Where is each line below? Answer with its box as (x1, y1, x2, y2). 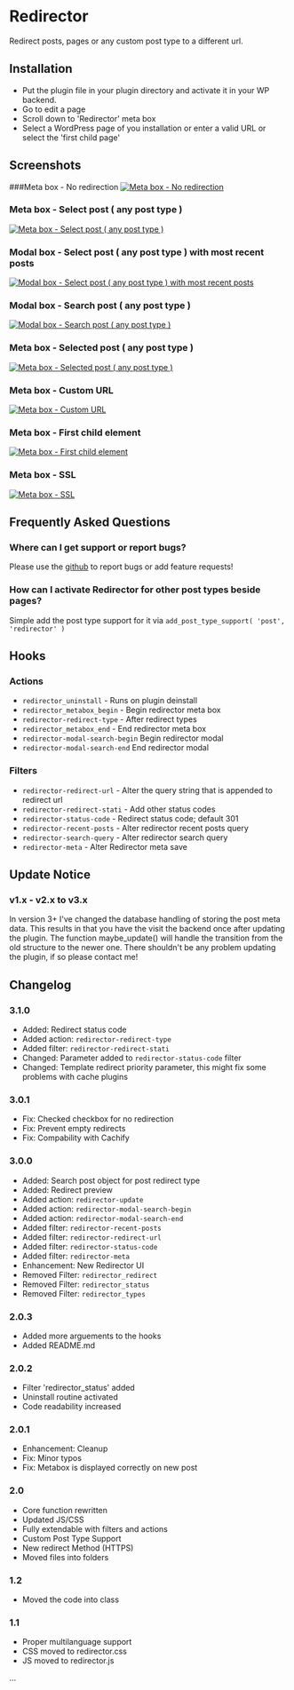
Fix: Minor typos (21, 1453, 83, 1464)
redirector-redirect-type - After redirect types (21, 714, 197, 725)
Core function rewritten (21, 1504, 108, 1515)
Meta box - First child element (9, 426, 141, 439)
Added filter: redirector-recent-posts (21, 1222, 162, 1233)
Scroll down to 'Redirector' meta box (21, 113, 156, 123)
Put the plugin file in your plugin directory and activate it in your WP (21, 84, 270, 95)
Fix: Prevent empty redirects (21, 1123, 126, 1134)
